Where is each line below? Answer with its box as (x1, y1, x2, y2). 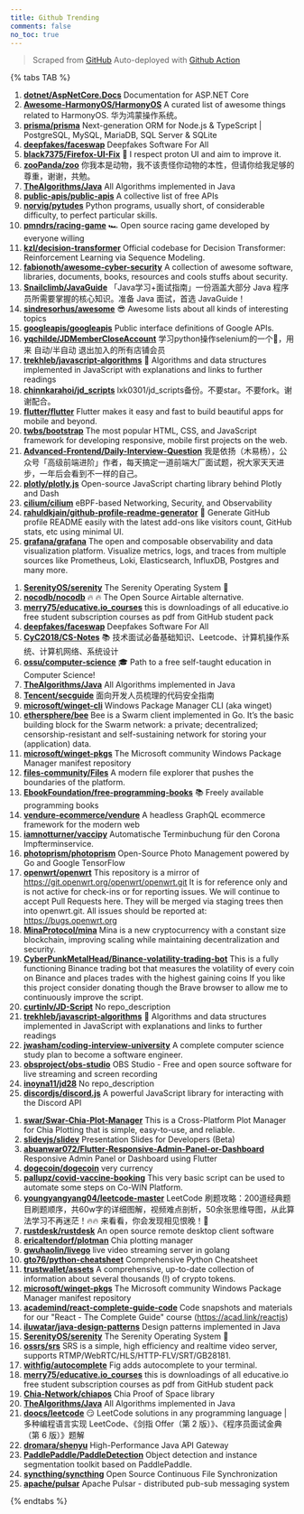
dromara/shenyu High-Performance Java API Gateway (23, 1440, 229, 1451)
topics (23, 313, 47, 324)
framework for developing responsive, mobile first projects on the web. (23, 435, 288, 446)
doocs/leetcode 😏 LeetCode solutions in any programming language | (23, 1407, 288, 1418)
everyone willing (23, 233, 85, 244)
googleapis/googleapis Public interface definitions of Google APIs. (23, 322, 274, 334)
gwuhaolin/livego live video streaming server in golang (23, 1245, 230, 1256)
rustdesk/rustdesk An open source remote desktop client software (23, 1225, 274, 1237)
